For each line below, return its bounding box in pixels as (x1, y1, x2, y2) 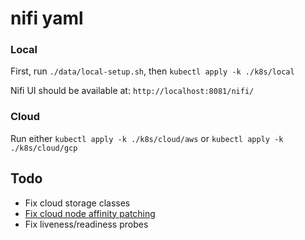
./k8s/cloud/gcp (10, 143, 78, 153)
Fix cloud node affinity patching (24, 207, 156, 219)
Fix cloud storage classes (24, 197, 131, 209)
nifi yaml (10, 7, 84, 30)
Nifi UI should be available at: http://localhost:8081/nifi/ (10, 85, 255, 97)
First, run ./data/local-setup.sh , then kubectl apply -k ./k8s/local (10, 65, 295, 77)
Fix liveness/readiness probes (24, 218, 149, 230)
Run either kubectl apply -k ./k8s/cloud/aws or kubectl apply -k (10, 132, 284, 144)
